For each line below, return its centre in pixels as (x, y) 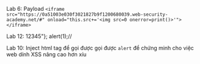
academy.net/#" (26, 20)
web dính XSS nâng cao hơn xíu (46, 54)
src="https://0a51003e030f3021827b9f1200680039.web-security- (87, 14)
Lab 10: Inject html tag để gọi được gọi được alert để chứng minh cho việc (100, 48)
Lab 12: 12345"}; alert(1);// (39, 36)
